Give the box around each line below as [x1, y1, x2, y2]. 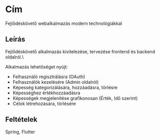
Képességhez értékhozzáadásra [12, 90, 80, 96]
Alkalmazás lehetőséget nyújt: [5, 63, 68, 69]
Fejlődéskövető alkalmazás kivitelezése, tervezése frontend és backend [5, 48, 155, 54]
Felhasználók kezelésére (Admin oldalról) [12, 79, 99, 85]
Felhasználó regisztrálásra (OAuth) [12, 74, 85, 80]
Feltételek [5, 115, 38, 124]
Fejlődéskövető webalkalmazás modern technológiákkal [5, 20, 122, 26]
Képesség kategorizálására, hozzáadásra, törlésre [12, 84, 118, 90]
